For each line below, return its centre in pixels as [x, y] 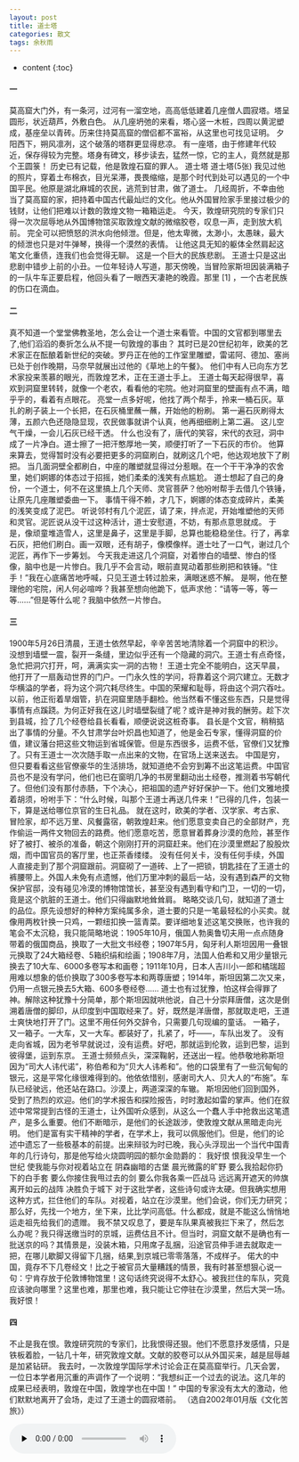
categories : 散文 [40, 34]
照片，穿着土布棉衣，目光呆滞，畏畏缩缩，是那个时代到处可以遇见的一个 [149, 177]
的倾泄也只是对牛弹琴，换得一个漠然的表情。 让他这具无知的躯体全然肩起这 [147, 244]
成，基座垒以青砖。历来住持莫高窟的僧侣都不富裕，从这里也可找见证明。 [141, 133]
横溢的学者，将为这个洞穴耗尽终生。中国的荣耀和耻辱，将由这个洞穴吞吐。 [153, 688]
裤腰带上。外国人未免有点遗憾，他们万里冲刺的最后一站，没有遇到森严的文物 [149, 877]
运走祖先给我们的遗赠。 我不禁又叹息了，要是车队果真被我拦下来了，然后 [143, 1222]
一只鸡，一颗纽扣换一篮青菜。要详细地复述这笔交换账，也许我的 [173, 921]
